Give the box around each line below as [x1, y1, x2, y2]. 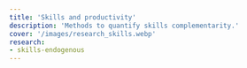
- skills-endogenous [9, 46, 86, 55]
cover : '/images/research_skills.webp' [9, 29, 157, 38]
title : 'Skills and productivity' [9, 12, 137, 22]
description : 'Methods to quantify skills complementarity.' [9, 21, 240, 30]
